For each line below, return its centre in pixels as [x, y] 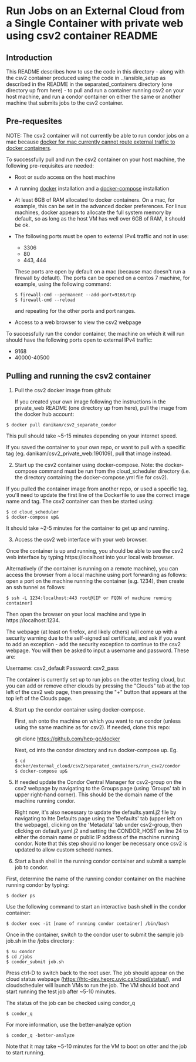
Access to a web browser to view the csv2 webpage [78, 322]
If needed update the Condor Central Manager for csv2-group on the [98, 782]
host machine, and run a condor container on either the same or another [93, 96]
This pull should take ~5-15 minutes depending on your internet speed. [92, 436]
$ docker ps [21, 896]
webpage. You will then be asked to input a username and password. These [98, 650]
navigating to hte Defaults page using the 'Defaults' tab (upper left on [99, 818]
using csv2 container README [82, 36]
